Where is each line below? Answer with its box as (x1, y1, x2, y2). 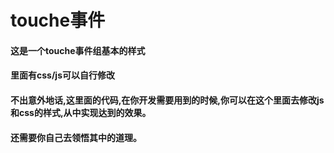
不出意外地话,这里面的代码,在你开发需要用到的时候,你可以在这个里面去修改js (10, 94, 325, 106)
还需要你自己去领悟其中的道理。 (10, 131, 142, 143)
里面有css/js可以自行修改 (10, 69, 115, 81)
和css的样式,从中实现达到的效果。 (10, 106, 152, 118)
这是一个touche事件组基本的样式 (10, 44, 146, 56)
